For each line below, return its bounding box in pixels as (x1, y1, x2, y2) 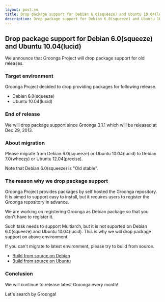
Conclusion (5, 271, 33, 277)
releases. (5, 60, 24, 66)
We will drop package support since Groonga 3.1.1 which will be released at (5, 122, 157, 128)
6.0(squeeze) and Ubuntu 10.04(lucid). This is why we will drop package (5, 229, 151, 235)
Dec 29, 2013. (5, 127, 33, 133)
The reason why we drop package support (5, 178, 108, 184)
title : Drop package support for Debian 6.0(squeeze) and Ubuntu (5, 12, 141, 17)
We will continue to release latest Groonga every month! (5, 281, 119, 287)
